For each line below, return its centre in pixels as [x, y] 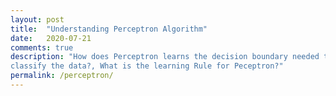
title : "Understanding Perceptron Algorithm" [109, 29]
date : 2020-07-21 [51, 38]
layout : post [37, 19]
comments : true [42, 47]
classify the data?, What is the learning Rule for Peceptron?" [147, 66]
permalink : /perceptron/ [62, 76]
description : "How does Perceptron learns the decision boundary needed [165, 57]
